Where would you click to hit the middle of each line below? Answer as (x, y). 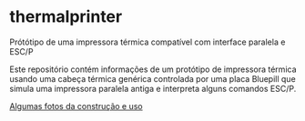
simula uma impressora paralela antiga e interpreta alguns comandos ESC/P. (153, 88)
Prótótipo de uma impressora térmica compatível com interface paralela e (147, 42)
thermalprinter (66, 17)
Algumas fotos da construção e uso (76, 106)
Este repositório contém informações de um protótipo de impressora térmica (153, 69)
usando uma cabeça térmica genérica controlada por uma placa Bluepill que (152, 78)
